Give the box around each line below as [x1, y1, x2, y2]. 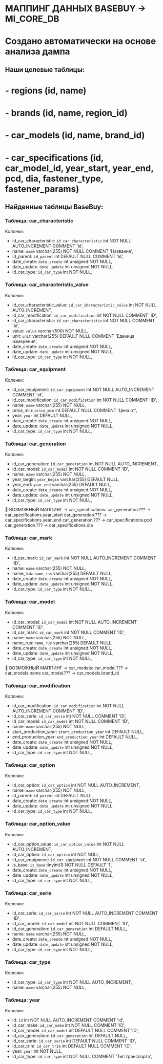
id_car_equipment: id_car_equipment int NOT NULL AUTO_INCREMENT [12, 387, 155, 392]
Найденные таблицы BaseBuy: [5, 202, 103, 211]
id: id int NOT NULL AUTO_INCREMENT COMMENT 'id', [12, 1017, 124, 1023]
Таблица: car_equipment [5, 366, 66, 373]
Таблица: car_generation [5, 440, 66, 447]
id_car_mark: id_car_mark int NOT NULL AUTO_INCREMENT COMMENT [12, 555, 157, 561]
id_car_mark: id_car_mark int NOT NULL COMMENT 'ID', [12, 629, 125, 635]
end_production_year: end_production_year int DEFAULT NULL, [12, 734, 138, 739]
